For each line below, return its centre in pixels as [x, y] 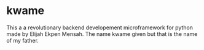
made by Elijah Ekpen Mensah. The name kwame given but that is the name [102, 34]
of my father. [22, 40]
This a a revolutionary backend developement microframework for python [100, 27]
